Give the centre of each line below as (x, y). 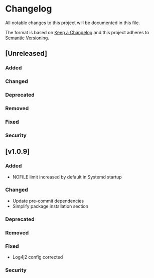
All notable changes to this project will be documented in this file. (73, 23)
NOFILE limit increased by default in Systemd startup (67, 177)
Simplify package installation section (50, 206)
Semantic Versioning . (27, 38)
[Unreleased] (26, 54)
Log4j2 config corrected (38, 257)
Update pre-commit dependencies (48, 201)
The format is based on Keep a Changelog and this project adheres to (77, 32)
